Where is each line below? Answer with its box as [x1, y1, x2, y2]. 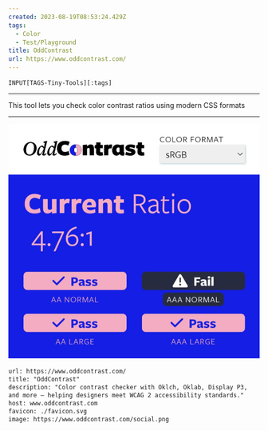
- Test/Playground [15, 38, 77, 46]
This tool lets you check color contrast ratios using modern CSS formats [8, 101, 246, 110]
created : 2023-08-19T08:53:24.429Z [8, 13, 127, 21]
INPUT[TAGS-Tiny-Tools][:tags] [8, 79, 112, 87]
